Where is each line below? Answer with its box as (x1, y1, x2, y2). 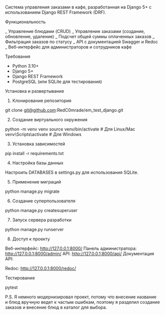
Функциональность (5, 19, 46, 25)
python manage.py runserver (5, 227, 64, 232)
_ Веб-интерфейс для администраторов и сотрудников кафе (5, 44, 132, 50)
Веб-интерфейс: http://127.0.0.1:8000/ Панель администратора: (5, 245, 137, 251)
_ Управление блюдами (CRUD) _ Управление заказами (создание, (5, 28, 145, 34)
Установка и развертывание (5, 88, 64, 94)
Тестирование (5, 275, 35, 281)
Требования (5, 53, 30, 59)
